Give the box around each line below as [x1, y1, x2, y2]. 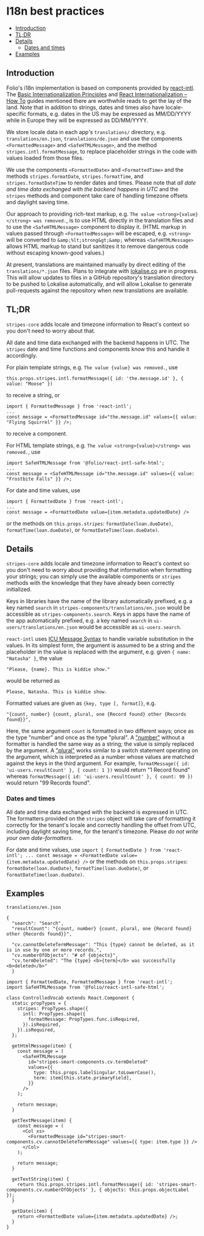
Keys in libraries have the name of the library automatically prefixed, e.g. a [6, 598, 193, 605]
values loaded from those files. [6, 154, 84, 161]
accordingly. [6, 351, 38, 359]
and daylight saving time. [6, 198, 69, 205]
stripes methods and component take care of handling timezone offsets [6, 192, 188, 199]
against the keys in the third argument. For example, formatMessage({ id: [6, 760, 190, 767]
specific [6, 110, 27, 117]
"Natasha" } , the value [6, 655, 63, 662]
